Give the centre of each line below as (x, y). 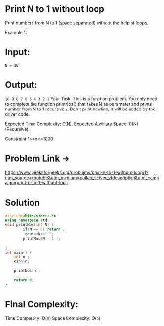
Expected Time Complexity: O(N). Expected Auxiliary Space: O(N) (72, 124)
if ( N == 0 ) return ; (44, 230)
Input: (17, 52)
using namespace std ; (27, 220)
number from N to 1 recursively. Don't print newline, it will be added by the (80, 109)
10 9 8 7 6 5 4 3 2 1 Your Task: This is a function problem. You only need (81, 98)
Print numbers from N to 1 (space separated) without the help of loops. (77, 23)
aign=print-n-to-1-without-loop (36, 182)
